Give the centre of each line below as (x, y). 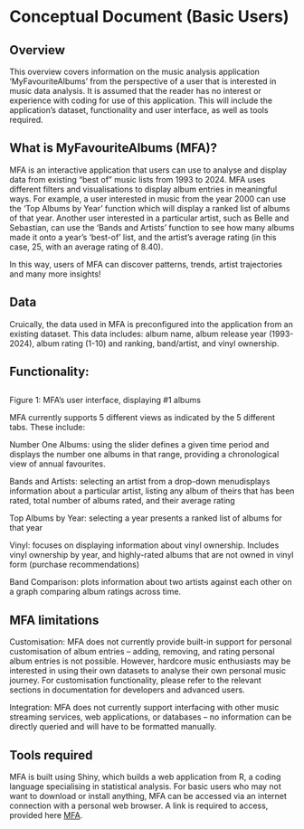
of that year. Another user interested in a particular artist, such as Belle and (149, 218)
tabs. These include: (47, 428)
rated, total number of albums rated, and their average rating (122, 501)
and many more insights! (55, 274)
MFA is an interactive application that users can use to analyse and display (148, 170)
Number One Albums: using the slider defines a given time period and (139, 445)
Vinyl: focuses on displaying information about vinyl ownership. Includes (144, 545)
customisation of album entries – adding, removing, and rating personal (142, 652)
